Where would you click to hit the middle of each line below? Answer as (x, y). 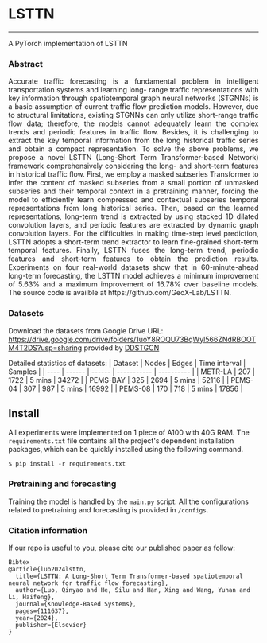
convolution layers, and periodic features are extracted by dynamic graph (133, 225)
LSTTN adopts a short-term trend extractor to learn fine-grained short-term (133, 242)
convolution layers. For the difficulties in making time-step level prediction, (133, 234)
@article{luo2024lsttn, (48, 569)
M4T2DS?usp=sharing (45, 348)
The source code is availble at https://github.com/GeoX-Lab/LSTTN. (120, 293)
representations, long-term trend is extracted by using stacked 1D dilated (133, 216)
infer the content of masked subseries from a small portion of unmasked (133, 183)
